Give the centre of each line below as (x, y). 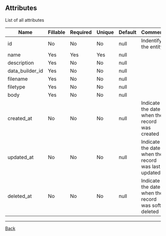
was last (151, 166)
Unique (105, 32)
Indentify (151, 40)
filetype (17, 87)
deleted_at (20, 196)
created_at (20, 118)
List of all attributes (25, 20)
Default (127, 32)
